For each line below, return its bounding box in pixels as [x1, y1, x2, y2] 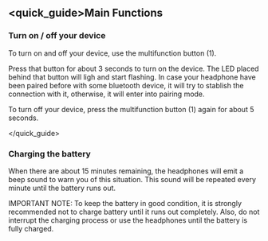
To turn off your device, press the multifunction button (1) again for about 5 [8, 104, 254, 114]
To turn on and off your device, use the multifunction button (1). [8, 48, 217, 58]
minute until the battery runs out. [8, 183, 116, 192]
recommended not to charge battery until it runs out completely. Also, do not [8, 207, 260, 216]
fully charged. [8, 224, 54, 233]
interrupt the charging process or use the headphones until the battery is [8, 215, 248, 225]
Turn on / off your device [8, 30, 106, 41]
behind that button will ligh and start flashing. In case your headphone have [8, 72, 257, 82]
